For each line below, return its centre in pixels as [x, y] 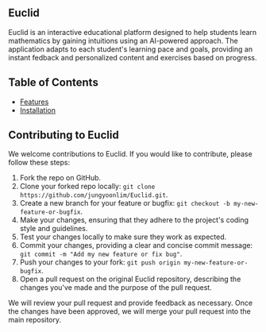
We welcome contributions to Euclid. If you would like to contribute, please [130, 154]
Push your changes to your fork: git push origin [100, 262]
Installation [38, 110]
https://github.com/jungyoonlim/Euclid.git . [94, 195]
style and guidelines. [54, 229]
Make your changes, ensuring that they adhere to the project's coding [134, 220]
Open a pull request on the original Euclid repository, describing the [130, 279]
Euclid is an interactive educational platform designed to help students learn [133, 32]
